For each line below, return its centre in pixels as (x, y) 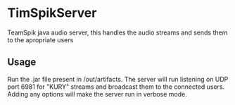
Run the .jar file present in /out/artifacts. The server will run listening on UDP (118, 79)
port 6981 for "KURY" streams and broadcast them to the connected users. (116, 87)
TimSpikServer (52, 13)
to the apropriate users (40, 39)
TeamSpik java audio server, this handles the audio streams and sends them (118, 32)
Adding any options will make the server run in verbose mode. (97, 94)
